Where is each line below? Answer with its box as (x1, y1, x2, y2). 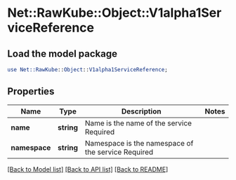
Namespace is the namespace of (84, 138, 194, 148)
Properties (7, 85, 55, 97)
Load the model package (7, 48, 118, 60)
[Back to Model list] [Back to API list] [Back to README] (7, 165, 169, 173)
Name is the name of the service (84, 118, 192, 127)
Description (122, 106, 162, 116)
